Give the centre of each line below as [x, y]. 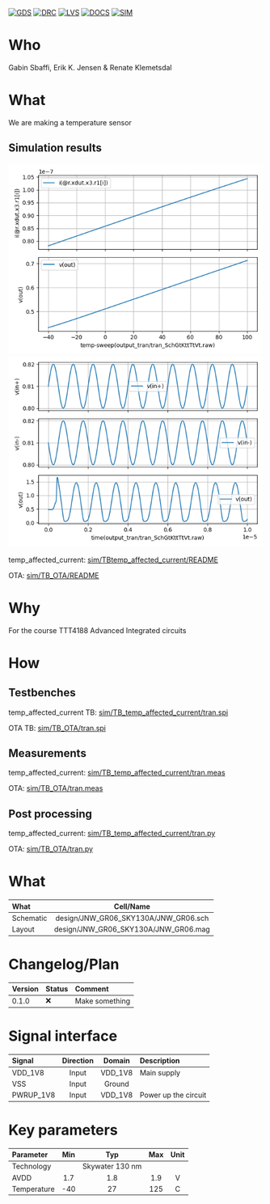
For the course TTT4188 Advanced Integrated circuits [97, 630]
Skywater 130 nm [112, 1166]
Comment [92, 989]
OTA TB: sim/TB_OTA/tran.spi [57, 728]
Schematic [30, 918]
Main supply [160, 1072]
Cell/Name [132, 906]
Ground [116, 1084]
